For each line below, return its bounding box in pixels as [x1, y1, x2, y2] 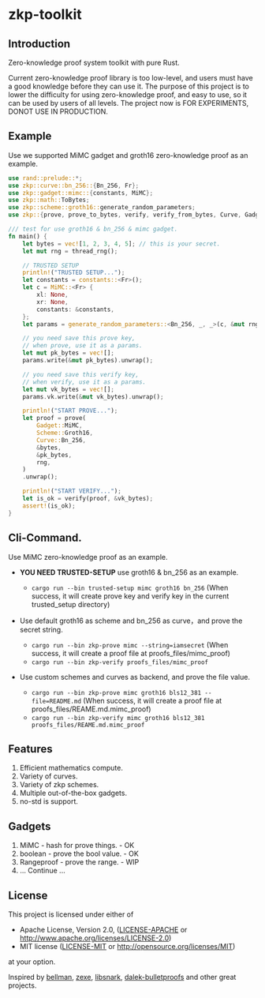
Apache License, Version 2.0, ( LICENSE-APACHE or [19, 925, 188, 934]
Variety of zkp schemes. [19, 780, 99, 790]
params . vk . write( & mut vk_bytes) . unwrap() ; [22, 392, 164, 400]
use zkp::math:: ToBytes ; [8, 196, 90, 204]
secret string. [19, 625, 63, 634]
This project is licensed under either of [8, 910, 134, 919]
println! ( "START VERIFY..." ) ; [22, 487, 122, 495]
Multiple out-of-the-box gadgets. [19, 788, 128, 798]
